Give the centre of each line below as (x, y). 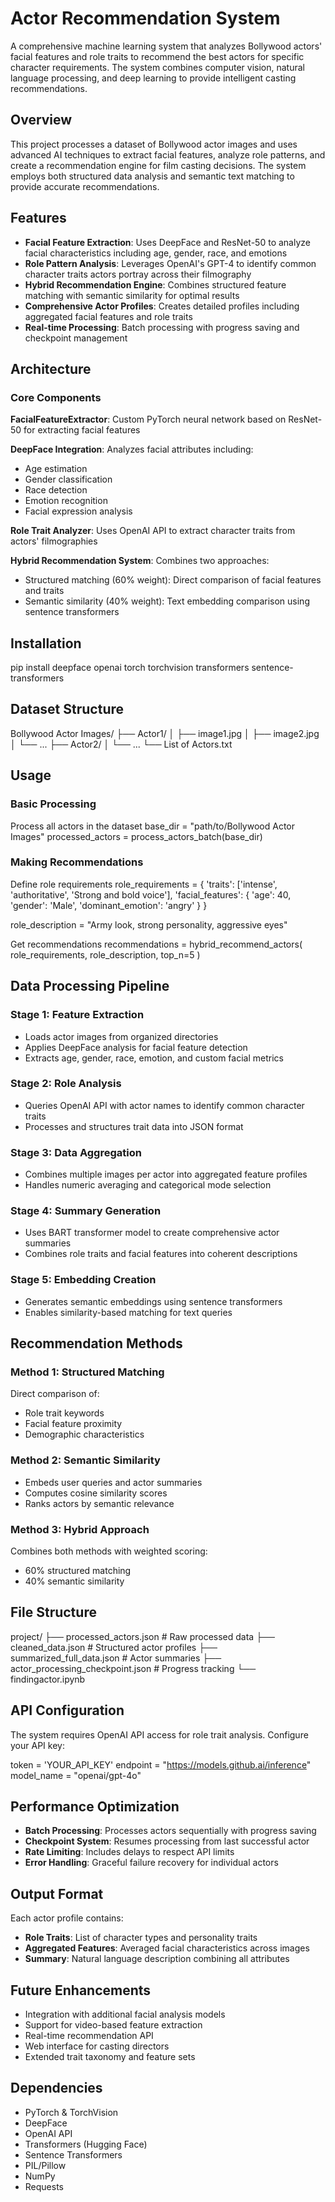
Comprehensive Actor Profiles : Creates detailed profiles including (162, 306)
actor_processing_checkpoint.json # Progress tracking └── (133, 1668)
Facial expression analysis (78, 511)
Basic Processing (53, 804)
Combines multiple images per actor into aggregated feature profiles (166, 1174)
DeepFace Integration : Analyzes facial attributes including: (132, 449)
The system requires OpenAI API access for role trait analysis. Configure (159, 1734)
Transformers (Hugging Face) (86, 2144)
